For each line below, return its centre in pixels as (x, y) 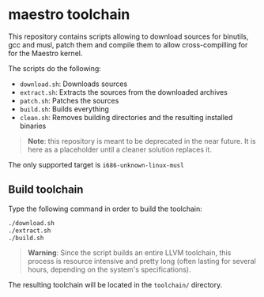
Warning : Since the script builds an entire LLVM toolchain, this (129, 253)
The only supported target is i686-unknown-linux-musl (96, 164)
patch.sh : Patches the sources (69, 100)
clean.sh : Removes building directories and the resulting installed (126, 117)
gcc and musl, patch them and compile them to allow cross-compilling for (128, 44)
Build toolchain (46, 190)
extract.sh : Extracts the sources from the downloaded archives (123, 92)
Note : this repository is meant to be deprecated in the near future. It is (141, 141)
